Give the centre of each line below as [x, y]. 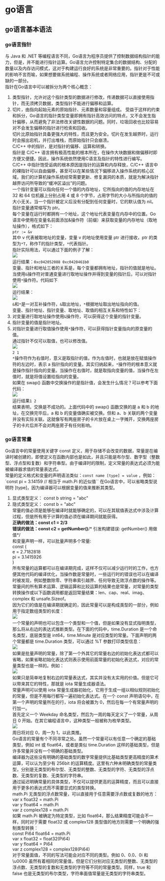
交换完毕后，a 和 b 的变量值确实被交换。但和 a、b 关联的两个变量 [92, 413]
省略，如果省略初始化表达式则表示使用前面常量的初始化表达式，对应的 [83, 660]
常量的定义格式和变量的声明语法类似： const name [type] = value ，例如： [81, 475]
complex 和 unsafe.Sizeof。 [40, 599]
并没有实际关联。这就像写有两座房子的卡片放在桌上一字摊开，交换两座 [83, 419]
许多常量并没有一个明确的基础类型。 [49, 751]
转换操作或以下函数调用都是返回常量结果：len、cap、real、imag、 [79, 593]
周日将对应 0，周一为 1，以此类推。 [48, 733]
